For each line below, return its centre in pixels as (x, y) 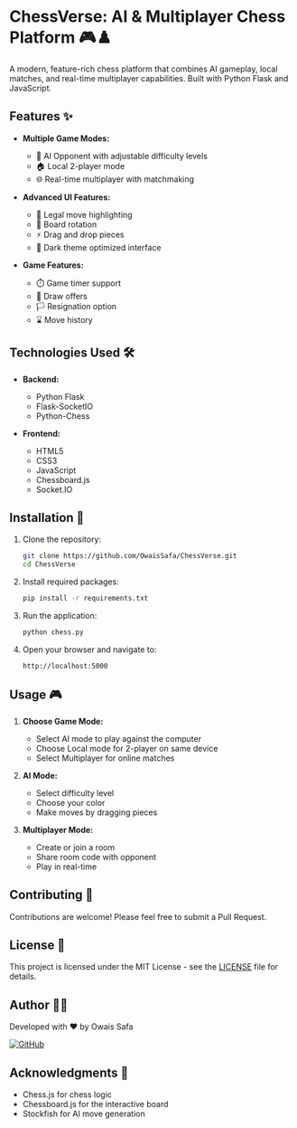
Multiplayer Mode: (57, 829)
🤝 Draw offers (61, 296)
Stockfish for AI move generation (84, 1114)
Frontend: (41, 433)
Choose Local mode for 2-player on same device (127, 748)
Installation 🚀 (47, 517)
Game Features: (53, 265)
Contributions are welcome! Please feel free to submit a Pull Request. (138, 916)
